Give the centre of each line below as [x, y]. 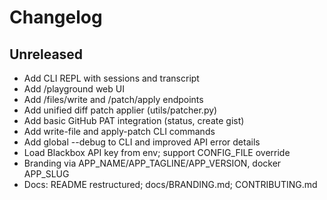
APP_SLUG [46, 174]
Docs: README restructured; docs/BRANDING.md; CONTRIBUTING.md [170, 184]
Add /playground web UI [74, 89]
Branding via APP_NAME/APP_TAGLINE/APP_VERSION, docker [152, 163]
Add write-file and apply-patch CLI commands [119, 131]
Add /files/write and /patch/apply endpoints [113, 99]
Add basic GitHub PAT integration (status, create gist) [134, 120]
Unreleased [46, 54]
